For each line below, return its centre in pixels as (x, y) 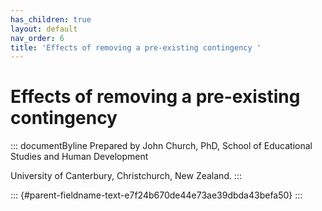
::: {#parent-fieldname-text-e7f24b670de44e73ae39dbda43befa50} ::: (156, 195)
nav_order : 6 (37, 38)
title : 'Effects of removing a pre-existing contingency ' (136, 47)
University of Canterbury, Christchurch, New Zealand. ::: (126, 176)
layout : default (44, 29)
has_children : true (51, 19)
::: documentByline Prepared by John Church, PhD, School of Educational (161, 146)
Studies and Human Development (79, 157)
